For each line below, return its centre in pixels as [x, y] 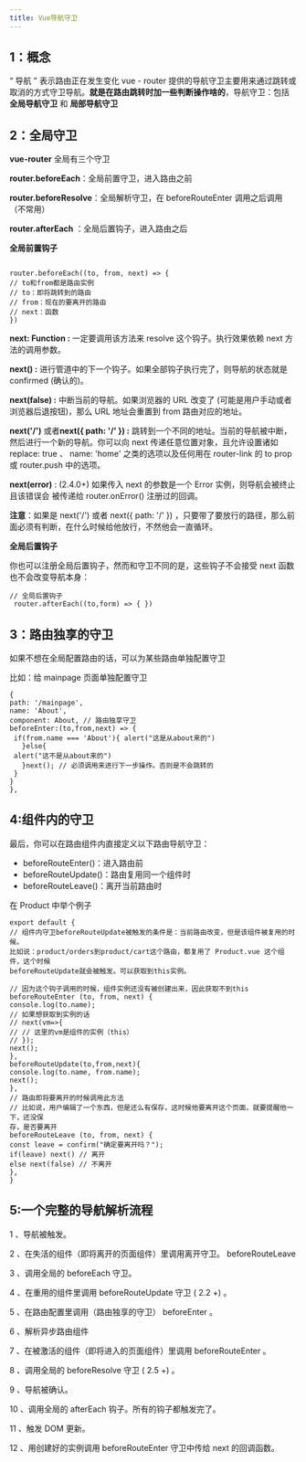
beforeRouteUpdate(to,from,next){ [75, 1064]
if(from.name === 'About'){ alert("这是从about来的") [115, 738]
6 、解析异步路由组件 [49, 1331]
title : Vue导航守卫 [44, 18]
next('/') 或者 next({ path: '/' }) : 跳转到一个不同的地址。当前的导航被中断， [151, 431]
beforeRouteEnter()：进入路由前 [83, 863]
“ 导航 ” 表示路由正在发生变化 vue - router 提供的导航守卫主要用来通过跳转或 [153, 81]
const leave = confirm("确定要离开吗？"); [87, 1144]
